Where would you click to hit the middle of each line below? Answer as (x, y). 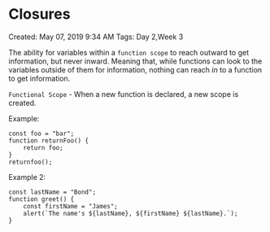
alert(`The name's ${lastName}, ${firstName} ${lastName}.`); (131, 213)
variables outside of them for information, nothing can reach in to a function (135, 69)
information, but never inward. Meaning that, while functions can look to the (135, 61)
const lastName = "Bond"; (52, 192)
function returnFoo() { (49, 140)
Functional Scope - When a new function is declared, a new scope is (124, 94)
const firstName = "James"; (70, 206)
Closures (39, 14)
